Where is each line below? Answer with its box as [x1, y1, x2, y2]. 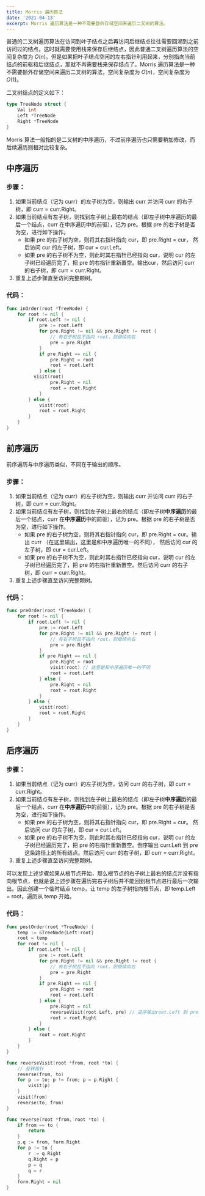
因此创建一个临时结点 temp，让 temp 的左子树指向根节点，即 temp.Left [16, 885, 196, 893]
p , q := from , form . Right [17, 1139, 81, 1145]
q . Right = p [28, 1156, 59, 1162]
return [28, 1128, 45, 1134]
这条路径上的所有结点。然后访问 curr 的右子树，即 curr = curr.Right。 [24, 849, 198, 857]
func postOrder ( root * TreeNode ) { [6, 924, 95, 930]
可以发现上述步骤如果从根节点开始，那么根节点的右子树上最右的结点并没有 [6, 869, 193, 877]
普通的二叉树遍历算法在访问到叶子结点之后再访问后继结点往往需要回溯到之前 [6, 38, 199, 45]
